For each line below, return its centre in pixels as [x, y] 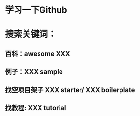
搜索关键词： [31, 34]
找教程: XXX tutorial [36, 108]
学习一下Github [36, 10]
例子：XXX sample [34, 72]
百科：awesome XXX [38, 53]
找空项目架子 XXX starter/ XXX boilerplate [70, 90]
